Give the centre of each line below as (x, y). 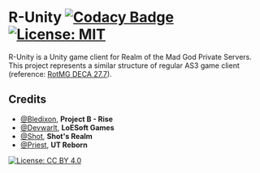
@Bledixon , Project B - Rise (67, 119)
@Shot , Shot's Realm (56, 136)
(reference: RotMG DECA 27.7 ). (60, 74)
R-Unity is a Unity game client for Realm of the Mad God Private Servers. (130, 57)
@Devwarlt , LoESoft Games (67, 127)
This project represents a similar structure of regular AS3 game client (124, 65)
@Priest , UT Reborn (54, 145)
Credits (28, 100)
